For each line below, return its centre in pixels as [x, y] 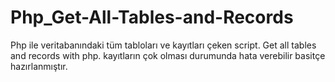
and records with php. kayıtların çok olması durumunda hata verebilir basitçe [168, 55]
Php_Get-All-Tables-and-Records [152, 17]
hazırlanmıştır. [39, 66]
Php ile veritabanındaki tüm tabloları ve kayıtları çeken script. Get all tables [163, 45]
